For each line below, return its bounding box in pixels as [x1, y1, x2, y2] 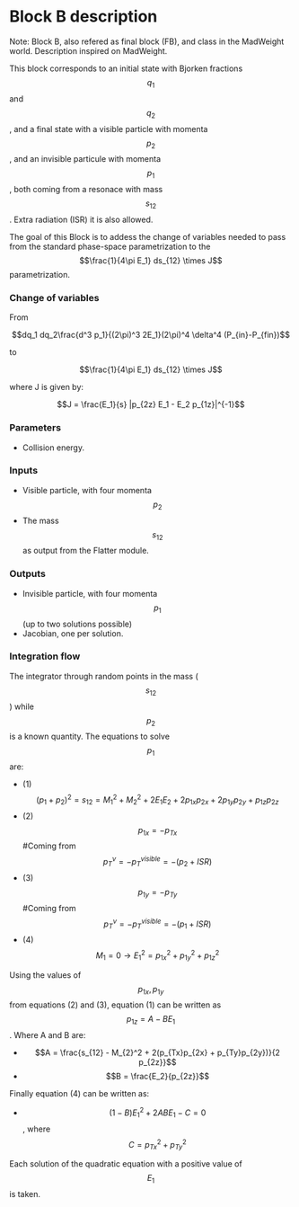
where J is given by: [9, 382, 84, 393]
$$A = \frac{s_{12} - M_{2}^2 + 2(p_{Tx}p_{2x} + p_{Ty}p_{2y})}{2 [34, 1047, 281, 1058]
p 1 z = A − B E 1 [126, 1014, 176, 1026]
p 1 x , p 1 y [137, 983, 164, 997]
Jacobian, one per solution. [22, 627, 124, 639]
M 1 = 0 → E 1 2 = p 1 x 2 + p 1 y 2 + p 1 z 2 [95, 948, 220, 963]
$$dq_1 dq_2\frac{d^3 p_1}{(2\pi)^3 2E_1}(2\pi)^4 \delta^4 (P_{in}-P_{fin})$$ [12, 330, 290, 341]
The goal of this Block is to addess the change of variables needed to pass [9, 231, 286, 242]
